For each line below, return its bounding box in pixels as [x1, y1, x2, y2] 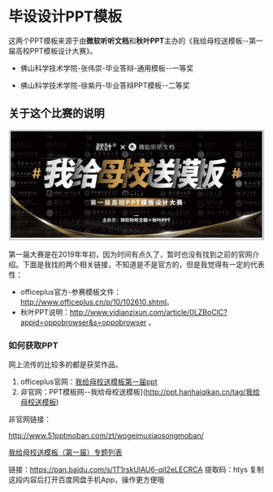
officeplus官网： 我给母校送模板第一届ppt [19, 377, 158, 386]
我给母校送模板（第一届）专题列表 [8, 447, 123, 457]
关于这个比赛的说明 [8, 106, 105, 120]
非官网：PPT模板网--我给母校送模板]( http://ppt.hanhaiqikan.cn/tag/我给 [19, 387, 260, 397]
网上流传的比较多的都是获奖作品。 [8, 360, 123, 369]
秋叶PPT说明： [19, 307, 71, 317]
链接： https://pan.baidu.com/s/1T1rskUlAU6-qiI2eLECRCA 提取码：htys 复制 [8, 464, 264, 475]
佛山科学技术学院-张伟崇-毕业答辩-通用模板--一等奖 [19, 63, 193, 73]
